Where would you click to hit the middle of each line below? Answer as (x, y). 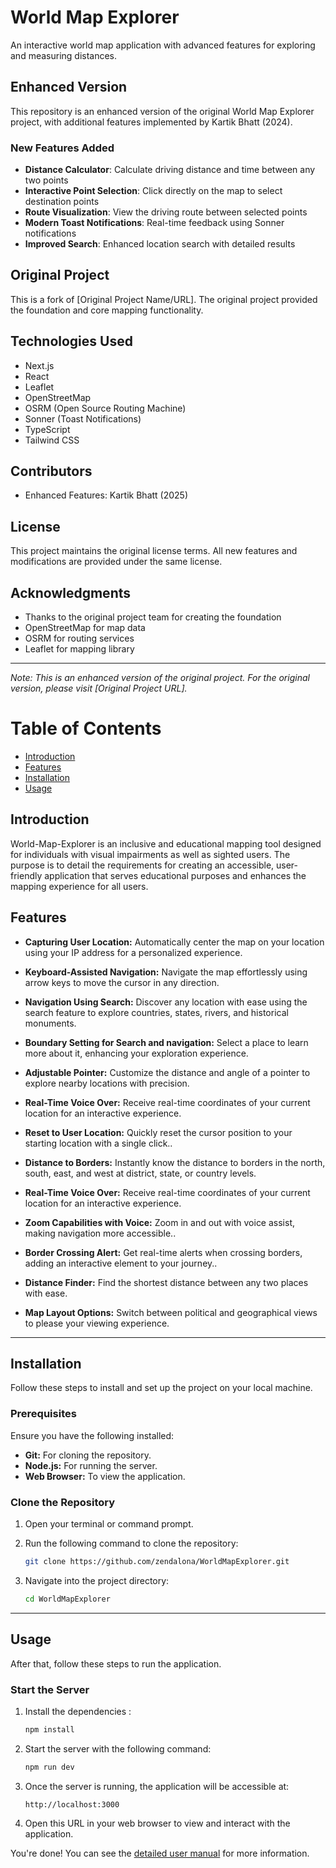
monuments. (50, 1023)
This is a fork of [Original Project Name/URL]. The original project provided (164, 299)
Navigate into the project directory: (97, 1580)
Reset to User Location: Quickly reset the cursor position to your (158, 1132)
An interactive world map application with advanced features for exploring (163, 45)
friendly (26, 875)
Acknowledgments (71, 592)
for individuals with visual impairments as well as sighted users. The (150, 854)
